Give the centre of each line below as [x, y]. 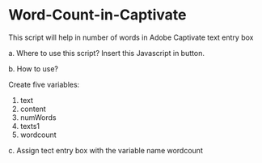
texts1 [30, 126]
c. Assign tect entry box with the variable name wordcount [106, 150]
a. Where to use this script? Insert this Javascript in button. [106, 53]
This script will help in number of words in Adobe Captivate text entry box [131, 37]
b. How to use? [34, 69]
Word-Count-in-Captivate [97, 15]
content [33, 109]
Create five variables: [44, 84]
